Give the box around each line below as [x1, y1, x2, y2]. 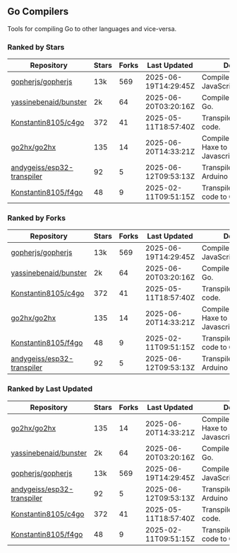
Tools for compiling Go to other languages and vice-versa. [7, 24, 177, 33]
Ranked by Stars [7, 42, 65, 52]
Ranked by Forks [7, 213, 66, 223]
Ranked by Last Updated [7, 384, 93, 394]
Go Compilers [7, 6, 69, 18]
